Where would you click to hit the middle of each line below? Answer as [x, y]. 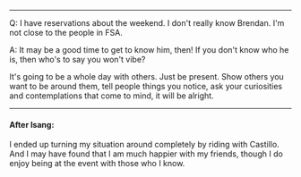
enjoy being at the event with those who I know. [97, 164]
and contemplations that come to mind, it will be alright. [112, 96]
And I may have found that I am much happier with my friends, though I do [146, 154]
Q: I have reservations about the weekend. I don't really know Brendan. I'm [147, 23]
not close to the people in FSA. [66, 33]
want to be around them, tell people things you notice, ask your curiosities [146, 86]
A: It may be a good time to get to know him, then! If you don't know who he [149, 50]
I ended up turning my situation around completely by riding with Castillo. [144, 145]
